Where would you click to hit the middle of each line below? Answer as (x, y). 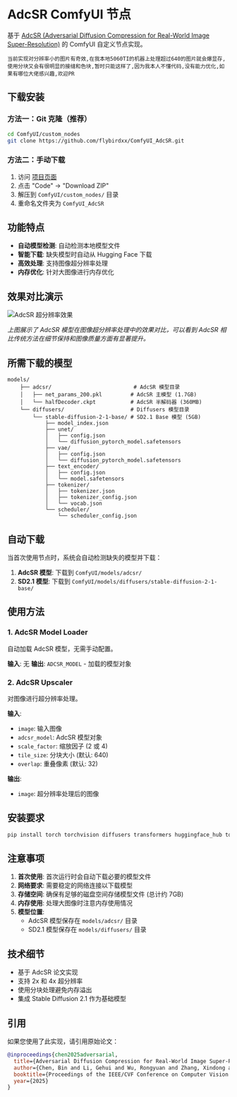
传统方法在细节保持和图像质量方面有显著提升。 (81, 338)
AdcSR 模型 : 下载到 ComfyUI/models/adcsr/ (80, 572)
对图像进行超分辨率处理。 (44, 698)
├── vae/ (58, 448)
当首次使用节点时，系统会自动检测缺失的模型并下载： (85, 557)
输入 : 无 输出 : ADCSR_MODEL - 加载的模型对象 (69, 663)
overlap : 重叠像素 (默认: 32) (58, 764)
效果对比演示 (35, 296)
